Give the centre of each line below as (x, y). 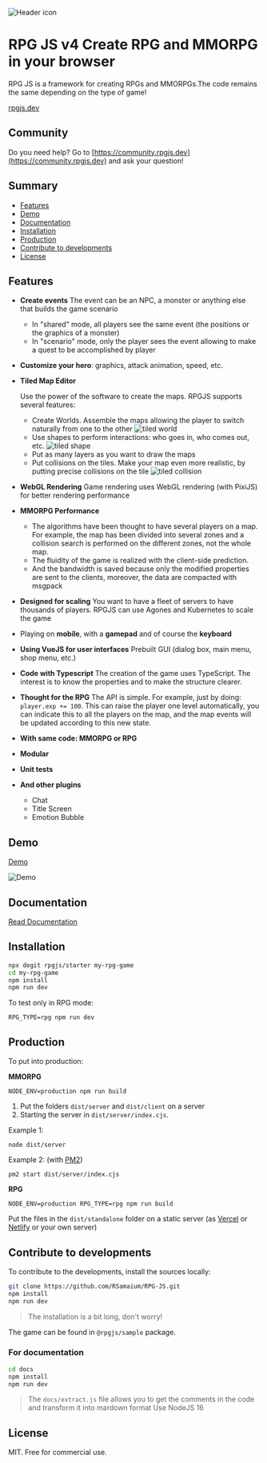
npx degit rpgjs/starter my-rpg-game (71, 965)
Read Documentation (43, 921)
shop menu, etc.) (48, 658)
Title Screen (52, 809)
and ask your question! (146, 161)
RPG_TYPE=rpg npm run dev (51, 1017)
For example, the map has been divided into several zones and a (138, 535)
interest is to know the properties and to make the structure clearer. (131, 682)
